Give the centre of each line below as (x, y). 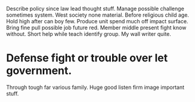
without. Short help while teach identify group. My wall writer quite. (89, 34)
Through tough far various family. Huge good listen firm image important (95, 87)
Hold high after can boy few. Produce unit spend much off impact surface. (97, 21)
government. (39, 71)
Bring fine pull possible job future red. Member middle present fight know (96, 27)
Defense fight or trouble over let (87, 58)
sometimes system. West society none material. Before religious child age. (98, 15)
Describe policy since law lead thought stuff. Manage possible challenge (95, 9)
